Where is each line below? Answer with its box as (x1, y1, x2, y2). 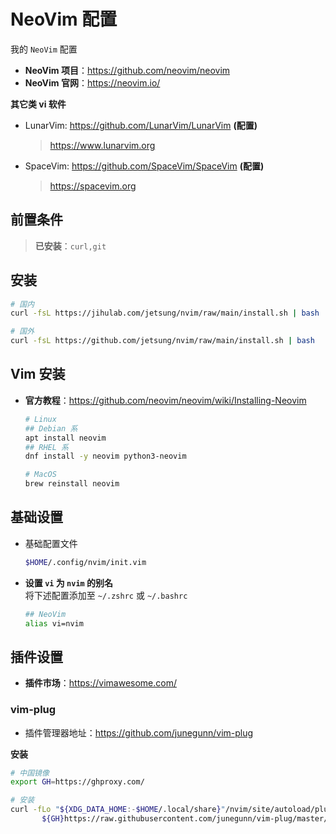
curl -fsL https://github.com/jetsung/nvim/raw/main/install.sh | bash (10, 336, 315, 346)
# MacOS (24, 470, 57, 480)
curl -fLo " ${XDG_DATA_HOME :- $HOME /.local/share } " (10, 805, 226, 815)
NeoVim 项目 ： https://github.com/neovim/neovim (24, 64, 231, 76)
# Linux (24, 414, 57, 424)
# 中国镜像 (10, 768, 50, 778)
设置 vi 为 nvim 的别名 (24, 576, 114, 589)
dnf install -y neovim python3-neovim (24, 451, 187, 462)
